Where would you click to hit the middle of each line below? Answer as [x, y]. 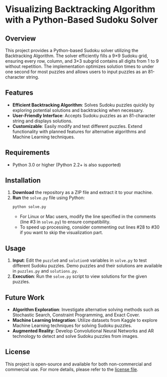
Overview [21, 38]
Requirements [27, 153]
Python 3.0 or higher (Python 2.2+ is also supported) [67, 164]
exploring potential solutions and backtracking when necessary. [78, 110]
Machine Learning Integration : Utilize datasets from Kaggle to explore [85, 320]
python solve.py [29, 207]
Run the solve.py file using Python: [49, 198]
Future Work [25, 298]
